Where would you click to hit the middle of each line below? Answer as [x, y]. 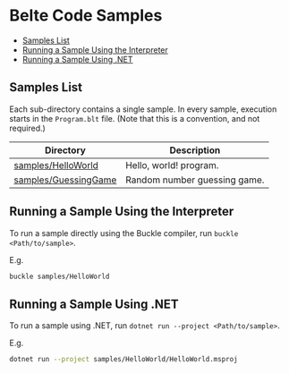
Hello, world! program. [172, 165]
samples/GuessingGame [65, 180]
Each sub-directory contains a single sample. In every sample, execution [143, 109]
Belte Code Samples [86, 16]
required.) [28, 128]
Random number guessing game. [195, 180]
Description [195, 150]
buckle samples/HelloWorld [59, 276]
